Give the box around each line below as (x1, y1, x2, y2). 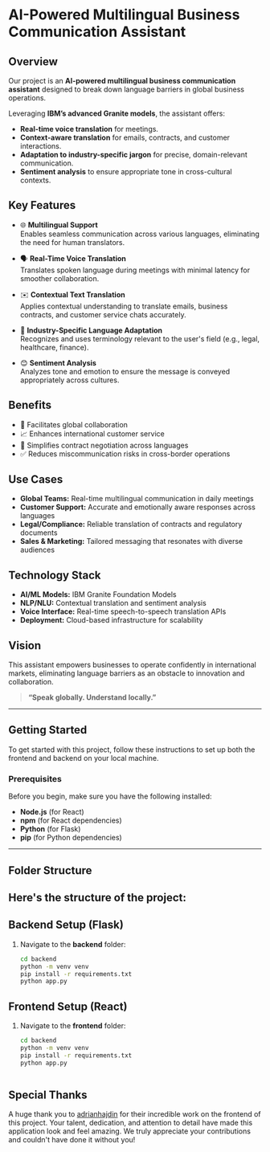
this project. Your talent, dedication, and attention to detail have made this (8, 1118, 253, 1128)
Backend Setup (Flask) (8, 918, 125, 932)
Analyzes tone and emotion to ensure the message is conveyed (19, 366, 231, 376)
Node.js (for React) (19, 807, 84, 817)
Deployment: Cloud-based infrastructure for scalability (19, 615, 203, 625)
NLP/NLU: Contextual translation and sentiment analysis (19, 598, 207, 608)
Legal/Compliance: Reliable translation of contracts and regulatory (19, 520, 243, 529)
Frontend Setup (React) (8, 999, 128, 1013)
